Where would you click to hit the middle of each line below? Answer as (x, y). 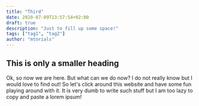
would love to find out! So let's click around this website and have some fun (99, 84)
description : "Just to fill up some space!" (62, 28)
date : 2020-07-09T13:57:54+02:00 (48, 17)
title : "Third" (25, 12)
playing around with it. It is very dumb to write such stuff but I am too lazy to (99, 91)
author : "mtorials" (30, 39)
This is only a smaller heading (63, 63)
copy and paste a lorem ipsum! (44, 96)
